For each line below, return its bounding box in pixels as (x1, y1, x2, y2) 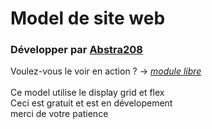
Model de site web (10, 7, 166, 30)
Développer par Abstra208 (10, 43, 144, 57)
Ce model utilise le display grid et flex (10, 87, 165, 99)
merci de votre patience (10, 108, 109, 120)
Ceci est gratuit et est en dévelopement (10, 97, 173, 109)
